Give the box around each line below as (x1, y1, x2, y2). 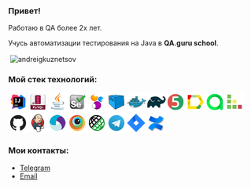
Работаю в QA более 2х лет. (8, 23, 102, 33)
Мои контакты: (8, 145, 69, 156)
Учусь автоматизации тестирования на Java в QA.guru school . (8, 38, 219, 48)
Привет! (8, 5, 41, 16)
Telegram (19, 163, 51, 172)
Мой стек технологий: (8, 74, 98, 85)
